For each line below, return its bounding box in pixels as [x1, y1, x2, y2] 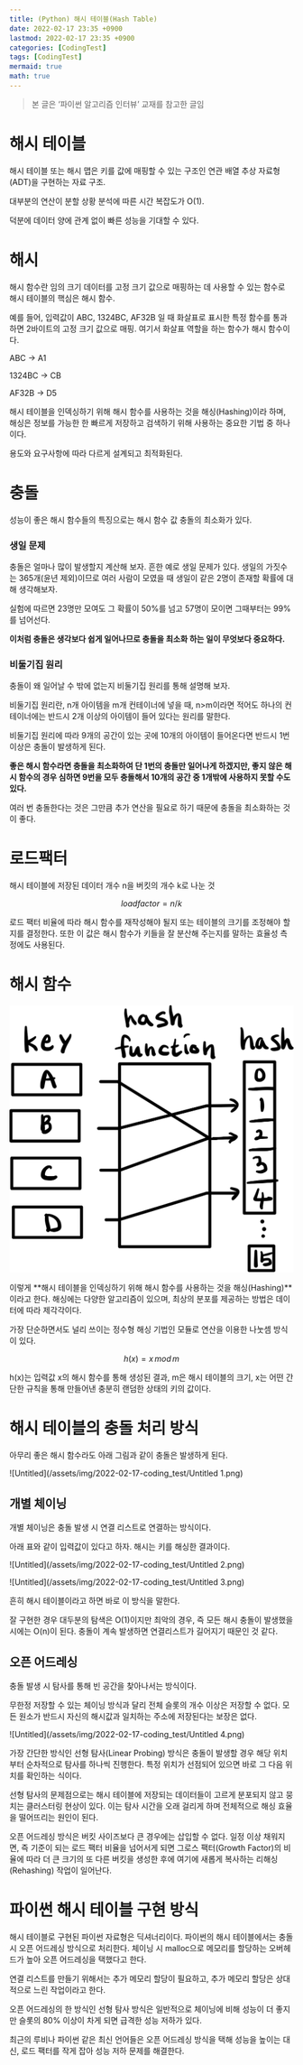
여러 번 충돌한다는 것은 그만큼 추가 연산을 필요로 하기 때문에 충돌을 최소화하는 [9, 802, 281, 813]
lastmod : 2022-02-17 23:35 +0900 [9, 33, 135, 42]
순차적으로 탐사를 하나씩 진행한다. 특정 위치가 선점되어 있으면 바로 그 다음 [25, 1758, 284, 1769]
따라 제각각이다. [25, 1305, 82, 1316]
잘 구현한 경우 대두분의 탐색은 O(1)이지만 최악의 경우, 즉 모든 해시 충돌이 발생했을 [9, 1614, 293, 1625]
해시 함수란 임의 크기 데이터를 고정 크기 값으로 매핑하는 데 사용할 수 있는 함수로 [9, 281, 286, 292]
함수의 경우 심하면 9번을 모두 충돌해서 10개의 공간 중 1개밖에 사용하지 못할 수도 [18, 772, 291, 782]
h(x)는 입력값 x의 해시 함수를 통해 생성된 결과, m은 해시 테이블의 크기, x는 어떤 [9, 1372, 284, 1383]
